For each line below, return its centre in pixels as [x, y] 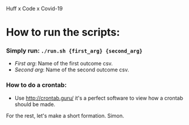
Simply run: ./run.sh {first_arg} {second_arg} [74, 51]
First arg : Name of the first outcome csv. [64, 64]
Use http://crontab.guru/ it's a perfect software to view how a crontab [99, 98]
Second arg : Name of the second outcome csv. [72, 70]
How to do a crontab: [36, 85]
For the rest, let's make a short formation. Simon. [65, 116]
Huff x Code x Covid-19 [34, 9]
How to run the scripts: [63, 32]
